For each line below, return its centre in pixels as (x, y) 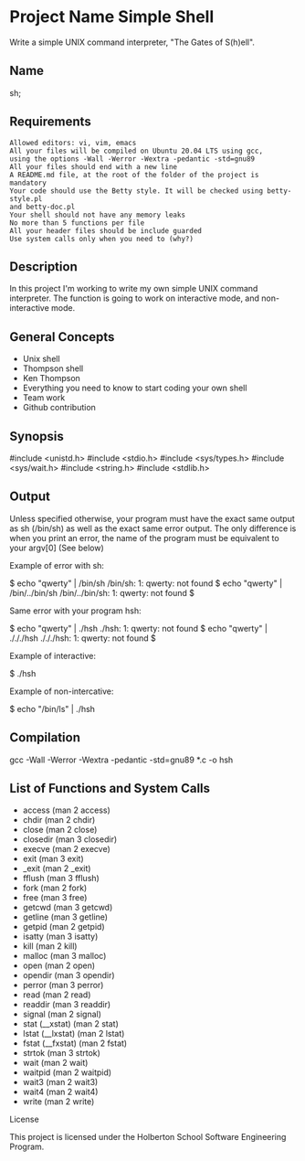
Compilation (45, 738)
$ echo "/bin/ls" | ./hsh (53, 708)
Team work (44, 398)
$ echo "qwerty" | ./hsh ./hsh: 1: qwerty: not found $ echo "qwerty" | (138, 628)
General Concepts (62, 337)
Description (43, 266)
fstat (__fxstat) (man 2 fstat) (75, 1043)
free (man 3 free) (55, 898)
